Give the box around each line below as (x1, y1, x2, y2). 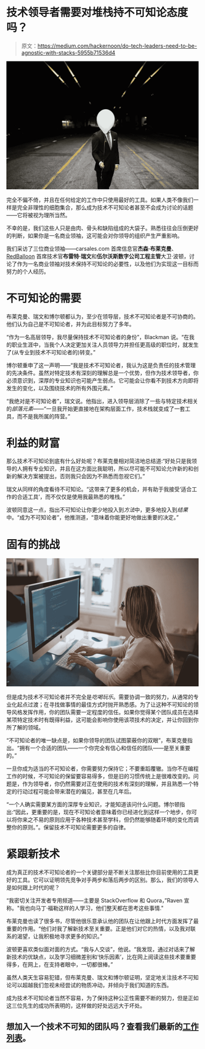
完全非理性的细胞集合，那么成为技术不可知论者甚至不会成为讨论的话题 (16, 204, 193, 211)
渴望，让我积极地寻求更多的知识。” (16, 933, 103, 940)
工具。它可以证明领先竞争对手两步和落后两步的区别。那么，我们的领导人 (16, 876, 199, 884)
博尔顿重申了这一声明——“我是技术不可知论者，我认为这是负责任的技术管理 (6, 361, 196, 369)
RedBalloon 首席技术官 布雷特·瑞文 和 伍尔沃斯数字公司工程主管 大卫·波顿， (6, 252, 190, 260)
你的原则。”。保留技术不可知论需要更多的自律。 (11, 824, 129, 831)
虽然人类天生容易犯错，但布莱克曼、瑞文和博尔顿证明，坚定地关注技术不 (6, 974, 188, 981)
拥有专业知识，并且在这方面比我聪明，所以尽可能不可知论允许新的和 (22, 465, 193, 473)
